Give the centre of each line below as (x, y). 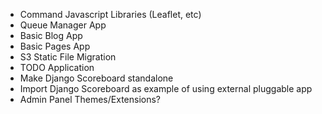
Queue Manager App (63, 25)
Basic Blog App (51, 35)
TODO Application (57, 67)
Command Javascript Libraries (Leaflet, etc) (110, 14)
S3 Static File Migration (68, 57)
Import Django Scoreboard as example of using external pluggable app (166, 88)
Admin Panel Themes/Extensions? (90, 99)
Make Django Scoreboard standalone (96, 78)
